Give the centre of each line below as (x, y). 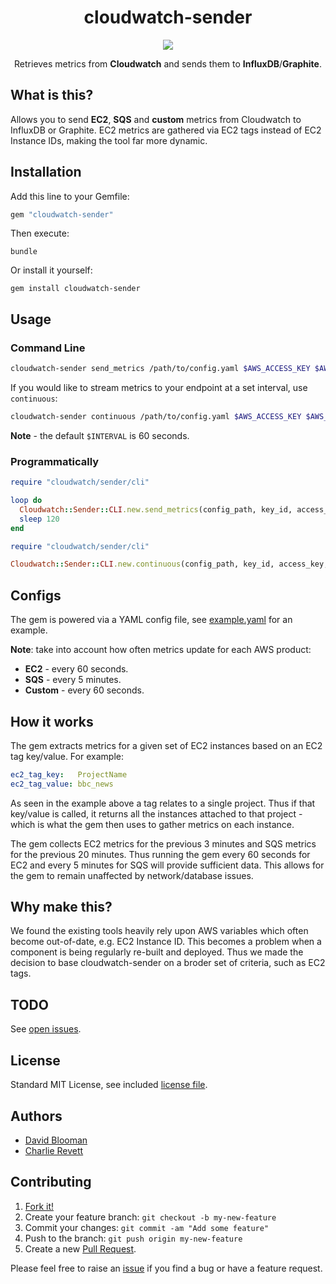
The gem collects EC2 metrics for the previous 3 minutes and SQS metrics (163, 843)
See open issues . (46, 1029)
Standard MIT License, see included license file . (109, 1085)
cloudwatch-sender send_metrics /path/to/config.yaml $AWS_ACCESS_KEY (160, 369)
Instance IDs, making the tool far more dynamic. (109, 140)
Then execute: (40, 233)
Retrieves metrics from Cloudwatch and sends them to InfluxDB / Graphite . (168, 63)
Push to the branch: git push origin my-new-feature (133, 1238)
